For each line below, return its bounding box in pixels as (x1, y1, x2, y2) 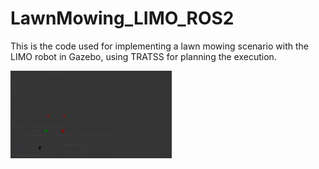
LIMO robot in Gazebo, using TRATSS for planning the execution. (10, 50, 277, 62)
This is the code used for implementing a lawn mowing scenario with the (10, 40, 309, 52)
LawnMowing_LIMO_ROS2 (10, 7, 235, 30)
